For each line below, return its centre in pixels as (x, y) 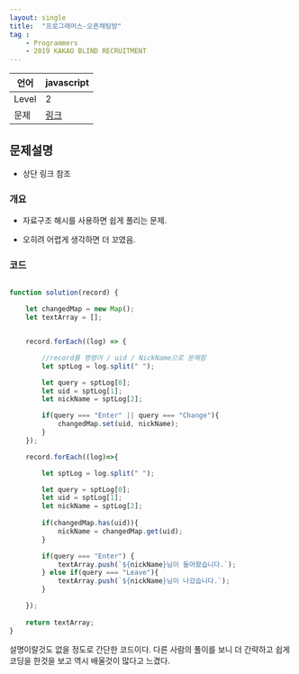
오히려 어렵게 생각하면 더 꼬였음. (79, 240)
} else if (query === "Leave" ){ (100, 573)
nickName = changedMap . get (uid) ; (120, 531)
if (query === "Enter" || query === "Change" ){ (131, 415)
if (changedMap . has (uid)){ (91, 524)
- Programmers (52, 43)
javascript (67, 83)
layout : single (38, 18)
